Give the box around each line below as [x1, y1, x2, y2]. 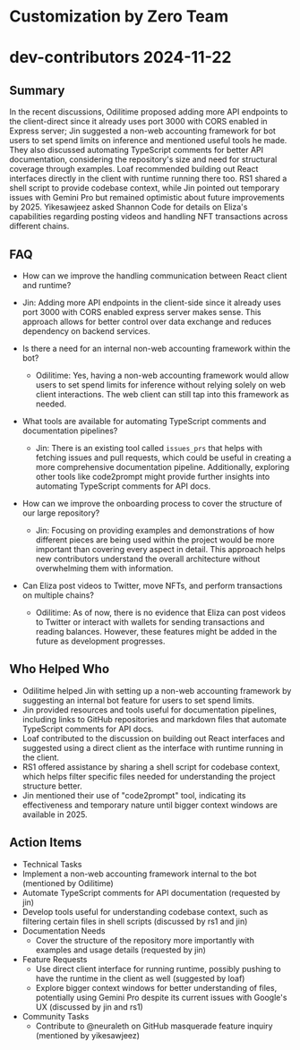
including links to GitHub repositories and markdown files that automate [21, 713, 287, 724]
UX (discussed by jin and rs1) [35, 1001, 143, 1012]
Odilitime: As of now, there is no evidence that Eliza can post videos [35, 607, 287, 618]
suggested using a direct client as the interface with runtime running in [21, 742, 284, 753]
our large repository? [21, 508, 100, 518]
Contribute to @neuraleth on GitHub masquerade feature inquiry [35, 1020, 273, 1031]
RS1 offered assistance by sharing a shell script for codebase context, [21, 761, 280, 772]
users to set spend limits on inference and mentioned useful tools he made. [9, 135, 287, 146]
